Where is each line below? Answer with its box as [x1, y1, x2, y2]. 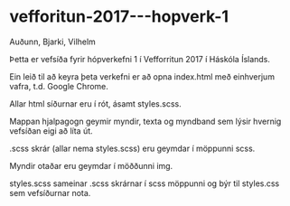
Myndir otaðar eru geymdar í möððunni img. [9, 160, 173, 171]
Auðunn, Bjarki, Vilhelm [9, 36, 97, 47]
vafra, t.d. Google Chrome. [9, 80, 108, 91]
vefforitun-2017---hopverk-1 [9, 6, 229, 27]
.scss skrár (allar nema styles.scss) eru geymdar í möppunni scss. [9, 143, 256, 154]
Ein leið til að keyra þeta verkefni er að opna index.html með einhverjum [9, 70, 276, 82]
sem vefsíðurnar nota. [9, 187, 91, 198]
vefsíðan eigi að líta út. [9, 125, 93, 136]
